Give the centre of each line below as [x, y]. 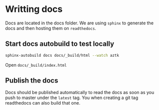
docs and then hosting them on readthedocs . [51, 28]
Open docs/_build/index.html [36, 65]
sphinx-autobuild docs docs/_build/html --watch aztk [62, 55]
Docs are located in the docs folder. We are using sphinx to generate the [79, 23]
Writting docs [34, 9]
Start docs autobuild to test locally [60, 44]
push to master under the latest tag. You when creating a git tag [72, 98]
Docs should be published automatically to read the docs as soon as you [80, 93]
